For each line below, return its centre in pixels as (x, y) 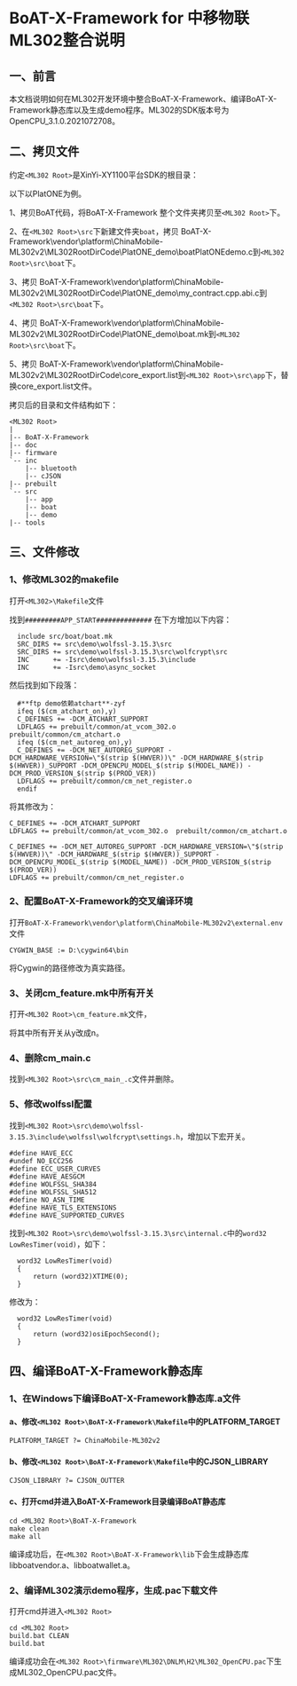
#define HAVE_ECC (41, 1153)
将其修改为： (32, 806)
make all (25, 1536)
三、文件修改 (44, 552)
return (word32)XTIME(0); (80, 1276)
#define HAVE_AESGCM (47, 1177)
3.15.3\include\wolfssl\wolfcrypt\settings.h (94, 1137)
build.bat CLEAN (39, 1635)
